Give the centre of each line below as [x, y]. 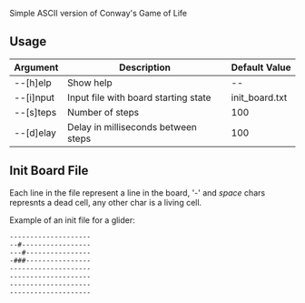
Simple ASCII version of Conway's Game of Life [98, 13]
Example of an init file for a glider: [73, 220]
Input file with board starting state [139, 97]
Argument [36, 67]
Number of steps [103, 112]
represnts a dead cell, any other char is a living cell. [106, 202]
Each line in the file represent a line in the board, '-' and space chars [138, 192]
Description [145, 67]
